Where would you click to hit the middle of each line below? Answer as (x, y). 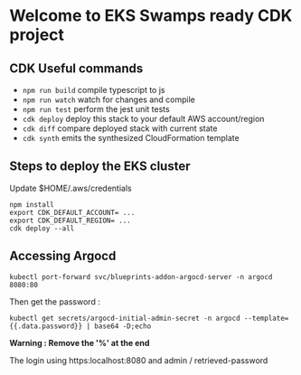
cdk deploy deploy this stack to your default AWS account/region (143, 119)
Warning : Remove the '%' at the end (80, 342)
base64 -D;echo (123, 326)
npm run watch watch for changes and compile (109, 99)
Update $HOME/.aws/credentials (71, 188)
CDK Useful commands (76, 68)
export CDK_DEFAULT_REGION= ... (70, 220)
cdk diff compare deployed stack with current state (120, 128)
